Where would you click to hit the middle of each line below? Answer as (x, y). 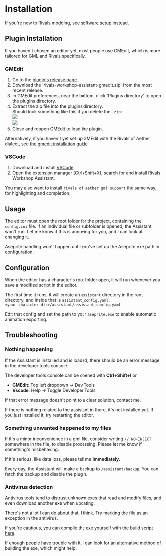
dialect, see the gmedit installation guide (46, 144)
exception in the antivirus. (32, 518)
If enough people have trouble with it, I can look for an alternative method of (83, 543)
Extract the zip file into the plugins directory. (58, 106)
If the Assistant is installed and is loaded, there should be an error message (82, 360)
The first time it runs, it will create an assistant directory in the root (74, 294)
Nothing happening (29, 349)
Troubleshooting (32, 335)
